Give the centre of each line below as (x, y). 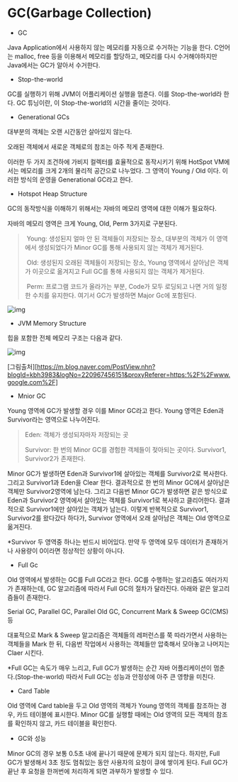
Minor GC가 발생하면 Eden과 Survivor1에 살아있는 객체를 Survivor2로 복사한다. (118, 473)
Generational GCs (43, 117)
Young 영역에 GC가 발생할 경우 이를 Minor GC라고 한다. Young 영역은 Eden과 (116, 410)
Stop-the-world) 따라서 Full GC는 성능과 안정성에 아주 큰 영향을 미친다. (117, 676)
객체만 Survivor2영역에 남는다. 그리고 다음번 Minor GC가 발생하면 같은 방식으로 (118, 491)
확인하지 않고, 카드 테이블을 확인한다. (66, 723)
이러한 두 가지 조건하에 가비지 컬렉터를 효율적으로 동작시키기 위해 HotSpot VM (116, 162)
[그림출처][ (22, 366)
